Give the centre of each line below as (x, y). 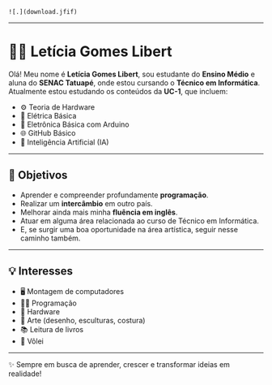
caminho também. (50, 238)
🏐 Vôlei (32, 341)
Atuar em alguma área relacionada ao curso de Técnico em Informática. (139, 221)
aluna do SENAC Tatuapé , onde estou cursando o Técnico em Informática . (134, 82)
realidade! (25, 374)
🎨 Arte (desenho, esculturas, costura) (83, 320)
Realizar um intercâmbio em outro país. (86, 203)
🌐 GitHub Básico (48, 132)
